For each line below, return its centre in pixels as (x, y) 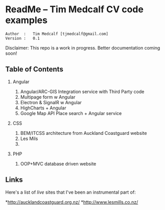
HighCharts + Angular (43, 108)
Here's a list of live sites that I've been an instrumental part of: (71, 192)
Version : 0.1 (22, 38)
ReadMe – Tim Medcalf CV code (75, 9)
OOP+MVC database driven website (58, 164)
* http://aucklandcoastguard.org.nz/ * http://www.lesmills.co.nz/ (72, 202)
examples (26, 20)
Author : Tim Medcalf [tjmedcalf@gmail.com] (57, 34)
